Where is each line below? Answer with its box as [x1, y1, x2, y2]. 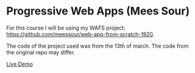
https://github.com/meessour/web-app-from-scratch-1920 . [6, 30, 155, 37]
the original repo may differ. [6, 48, 76, 56]
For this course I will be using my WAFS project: [6, 24, 125, 31]
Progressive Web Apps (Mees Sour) [6, 4, 190, 18]
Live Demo [6, 60, 33, 68]
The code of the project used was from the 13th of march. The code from [6, 42, 189, 49]
